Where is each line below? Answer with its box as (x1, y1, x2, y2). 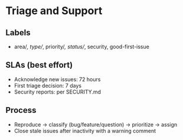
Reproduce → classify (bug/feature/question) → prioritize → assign (14, 121, 178, 128)
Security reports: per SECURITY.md (14, 88, 102, 95)
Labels (5, 28, 31, 38)
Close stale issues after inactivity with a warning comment (14, 127, 156, 134)
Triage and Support (5, 4, 103, 18)
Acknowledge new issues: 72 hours (14, 75, 101, 83)
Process (5, 105, 37, 115)
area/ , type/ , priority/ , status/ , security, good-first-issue (14, 43, 150, 50)
